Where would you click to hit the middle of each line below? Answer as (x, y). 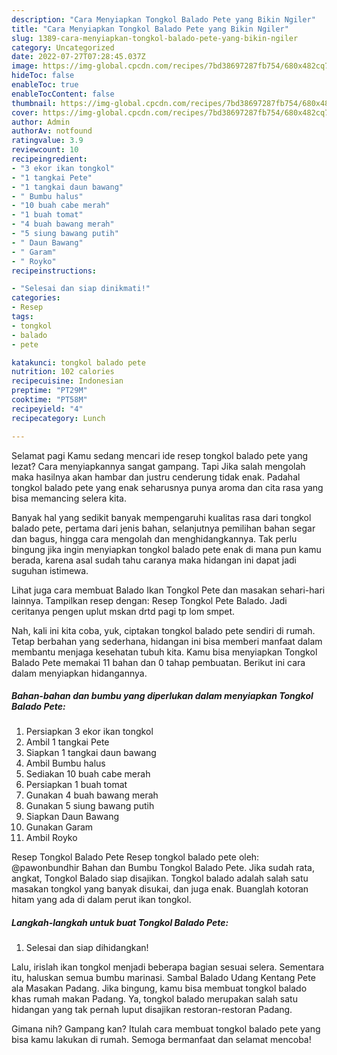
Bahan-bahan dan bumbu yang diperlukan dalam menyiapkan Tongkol (162, 696)
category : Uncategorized (63, 47)
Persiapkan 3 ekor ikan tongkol (89, 732)
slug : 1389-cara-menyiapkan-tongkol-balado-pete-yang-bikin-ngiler (155, 38)
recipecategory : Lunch (58, 418)
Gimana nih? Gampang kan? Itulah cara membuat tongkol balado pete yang (166, 1029)
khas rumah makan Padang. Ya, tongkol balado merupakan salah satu (154, 999)
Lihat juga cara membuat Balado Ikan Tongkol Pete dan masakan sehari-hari (168, 590)
